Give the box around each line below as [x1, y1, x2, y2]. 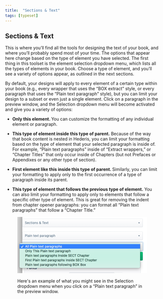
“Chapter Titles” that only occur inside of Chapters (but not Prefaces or [12, 152, 156, 158]
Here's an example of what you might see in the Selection [17, 278, 134, 284]
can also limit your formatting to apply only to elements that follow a [12, 191, 149, 197]
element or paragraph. [12, 121, 58, 127]
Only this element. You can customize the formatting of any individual [12, 116, 154, 122]
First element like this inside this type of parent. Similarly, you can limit [12, 166, 158, 172]
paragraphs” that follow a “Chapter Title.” [12, 207, 95, 213]
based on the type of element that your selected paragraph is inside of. [12, 141, 156, 147]
